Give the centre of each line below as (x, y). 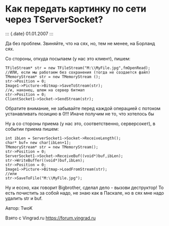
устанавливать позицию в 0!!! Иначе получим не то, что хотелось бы (80, 114)
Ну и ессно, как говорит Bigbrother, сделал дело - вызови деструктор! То (85, 187)
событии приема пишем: (32, 129)
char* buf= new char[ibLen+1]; (38, 142)
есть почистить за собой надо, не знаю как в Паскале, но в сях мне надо (85, 193)
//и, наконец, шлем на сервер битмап (45, 90)
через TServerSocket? (54, 20)
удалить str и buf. (24, 198)
